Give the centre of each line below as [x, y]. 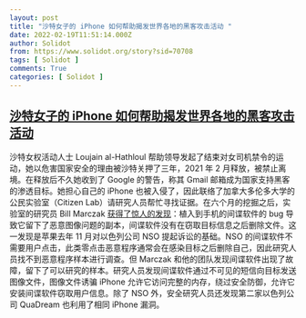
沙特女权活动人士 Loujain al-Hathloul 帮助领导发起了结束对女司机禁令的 [143, 156]
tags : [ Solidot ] [44, 60]
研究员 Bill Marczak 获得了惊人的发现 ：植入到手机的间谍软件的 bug [158, 214]
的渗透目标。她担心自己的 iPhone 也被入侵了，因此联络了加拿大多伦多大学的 [153, 191]
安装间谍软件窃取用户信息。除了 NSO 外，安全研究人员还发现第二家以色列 [148, 293]
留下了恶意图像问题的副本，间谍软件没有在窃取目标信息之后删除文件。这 [161, 224]
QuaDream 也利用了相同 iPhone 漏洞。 [92, 304]
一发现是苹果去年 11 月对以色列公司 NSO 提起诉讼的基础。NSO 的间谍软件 [147, 236]
